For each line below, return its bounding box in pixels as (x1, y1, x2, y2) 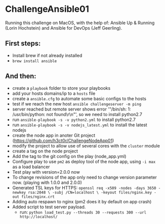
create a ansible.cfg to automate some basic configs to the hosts (12, 95, 147, 102)
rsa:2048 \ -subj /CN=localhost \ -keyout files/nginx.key (28, 190, 152, 195)
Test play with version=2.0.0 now (12, 169, 80, 175)
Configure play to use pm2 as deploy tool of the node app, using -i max (12, 158, 156, 164)
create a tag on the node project (12, 148, 78, 154)
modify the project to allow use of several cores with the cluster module (12, 143, 160, 149)
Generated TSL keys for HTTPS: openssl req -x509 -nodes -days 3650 (12, 185, 157, 190)
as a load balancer (12, 164, 50, 170)
